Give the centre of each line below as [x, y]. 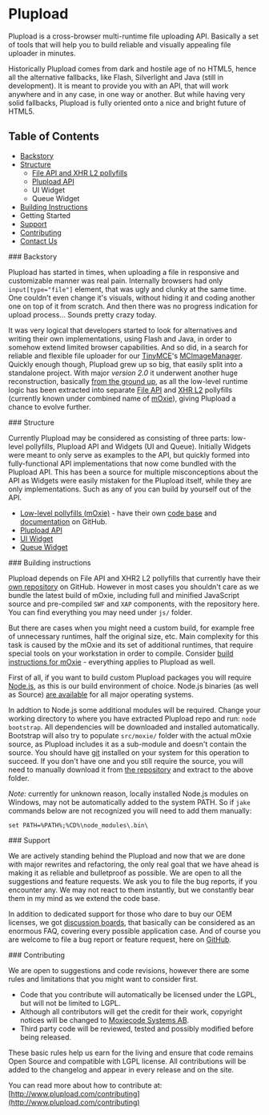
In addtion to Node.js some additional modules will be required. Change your [134, 709]
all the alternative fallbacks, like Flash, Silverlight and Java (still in [116, 77]
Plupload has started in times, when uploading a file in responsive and [124, 272]
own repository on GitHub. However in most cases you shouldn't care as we [133, 587]
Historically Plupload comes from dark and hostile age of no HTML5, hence [132, 68]
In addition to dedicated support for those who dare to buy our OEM [120, 914]
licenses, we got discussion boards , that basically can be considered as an [132, 922]
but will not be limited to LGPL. [70, 1003]
